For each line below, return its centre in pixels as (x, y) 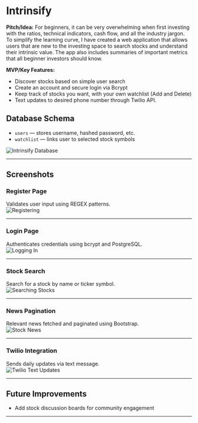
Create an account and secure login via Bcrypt (71, 87)
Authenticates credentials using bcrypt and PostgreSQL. (74, 244)
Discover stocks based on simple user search (70, 81)
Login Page (23, 231)
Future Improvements (47, 394)
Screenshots (30, 175)
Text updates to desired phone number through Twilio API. (85, 100)
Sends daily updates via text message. (53, 363)
